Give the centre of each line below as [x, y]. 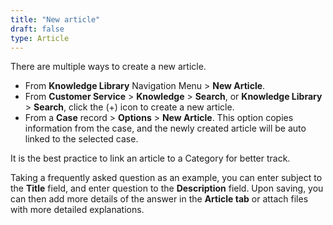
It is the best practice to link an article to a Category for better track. [150, 158]
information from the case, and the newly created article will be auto [165, 128]
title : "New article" [55, 19]
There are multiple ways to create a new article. [108, 67]
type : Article [40, 38]
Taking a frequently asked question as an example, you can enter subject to [166, 178]
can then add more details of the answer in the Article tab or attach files [159, 199]
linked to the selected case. [81, 139]
